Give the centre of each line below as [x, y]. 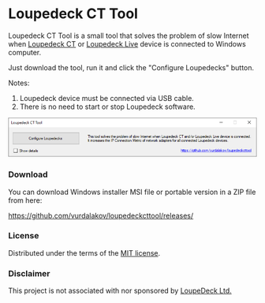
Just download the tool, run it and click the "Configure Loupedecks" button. [131, 67]
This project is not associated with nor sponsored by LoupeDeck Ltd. [120, 291]
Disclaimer [29, 273]
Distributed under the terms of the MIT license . [84, 252]
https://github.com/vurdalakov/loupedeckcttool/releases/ [101, 215]
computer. [25, 52]
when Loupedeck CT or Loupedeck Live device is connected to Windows [127, 43]
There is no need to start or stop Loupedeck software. [107, 107]
